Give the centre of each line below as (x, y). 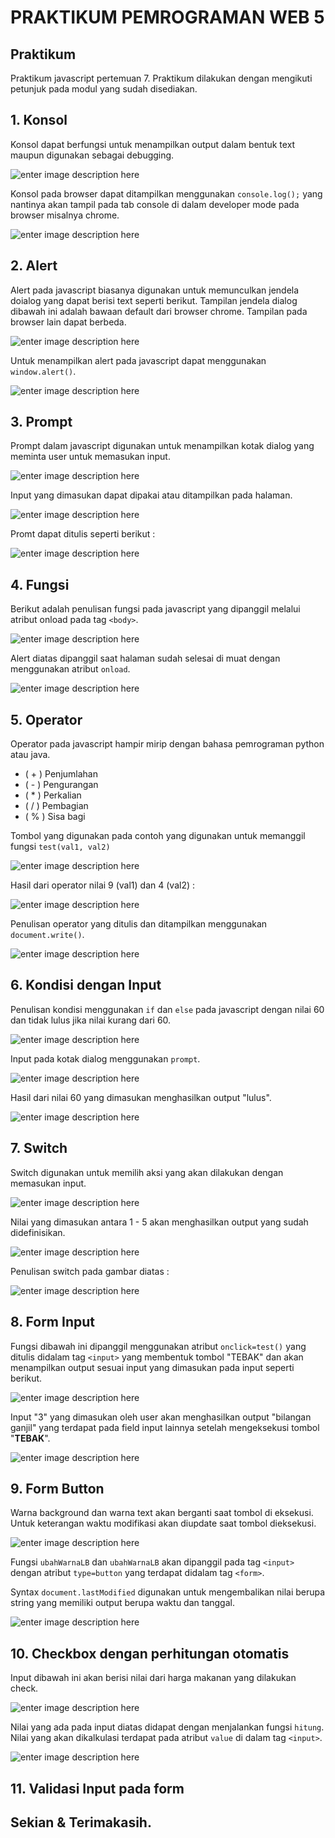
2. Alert (34, 266)
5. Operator (46, 719)
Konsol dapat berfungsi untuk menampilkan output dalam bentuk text (153, 144)
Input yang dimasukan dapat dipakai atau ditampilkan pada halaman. (151, 495)
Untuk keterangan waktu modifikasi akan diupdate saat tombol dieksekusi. (163, 1523)
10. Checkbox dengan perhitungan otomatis (150, 1653)
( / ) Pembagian (56, 806)
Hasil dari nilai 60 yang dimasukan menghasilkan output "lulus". (141, 1097)
